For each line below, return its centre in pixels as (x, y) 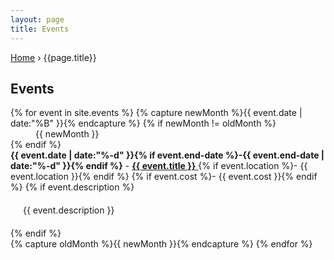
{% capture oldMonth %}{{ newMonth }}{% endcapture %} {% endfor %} (161, 244)
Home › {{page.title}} (53, 57)
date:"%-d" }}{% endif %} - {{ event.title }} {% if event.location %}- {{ (159, 166)
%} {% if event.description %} (72, 187)
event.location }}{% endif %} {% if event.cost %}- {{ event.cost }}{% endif (164, 177)
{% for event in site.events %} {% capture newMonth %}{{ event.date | (156, 113)
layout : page (37, 19)
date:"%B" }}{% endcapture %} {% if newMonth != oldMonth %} (143, 123)
